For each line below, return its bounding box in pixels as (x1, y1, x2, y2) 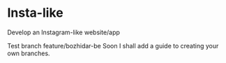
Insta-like (7, 5, 64, 21)
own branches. (7, 49, 50, 57)
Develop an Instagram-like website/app (7, 28, 121, 36)
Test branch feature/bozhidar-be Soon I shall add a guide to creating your (7, 41, 219, 50)
